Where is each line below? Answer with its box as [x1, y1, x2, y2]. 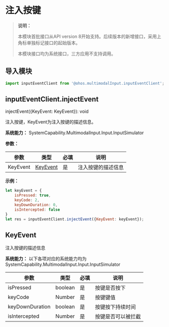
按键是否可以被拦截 [94, 313, 141, 320]
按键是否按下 [94, 284, 126, 291]
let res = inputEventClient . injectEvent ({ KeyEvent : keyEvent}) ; [5, 216, 144, 222]
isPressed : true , [14, 193, 51, 198]
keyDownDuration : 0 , [14, 203, 58, 208]
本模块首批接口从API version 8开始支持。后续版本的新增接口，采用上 [17, 33, 161, 39]
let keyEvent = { [5, 188, 42, 193]
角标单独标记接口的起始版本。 [17, 39, 80, 46]
